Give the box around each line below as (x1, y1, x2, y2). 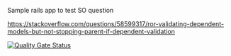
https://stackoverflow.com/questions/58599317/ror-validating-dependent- (7, 20, 225, 28)
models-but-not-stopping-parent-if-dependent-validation (7, 28, 176, 35)
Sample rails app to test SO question (7, 6, 114, 14)
